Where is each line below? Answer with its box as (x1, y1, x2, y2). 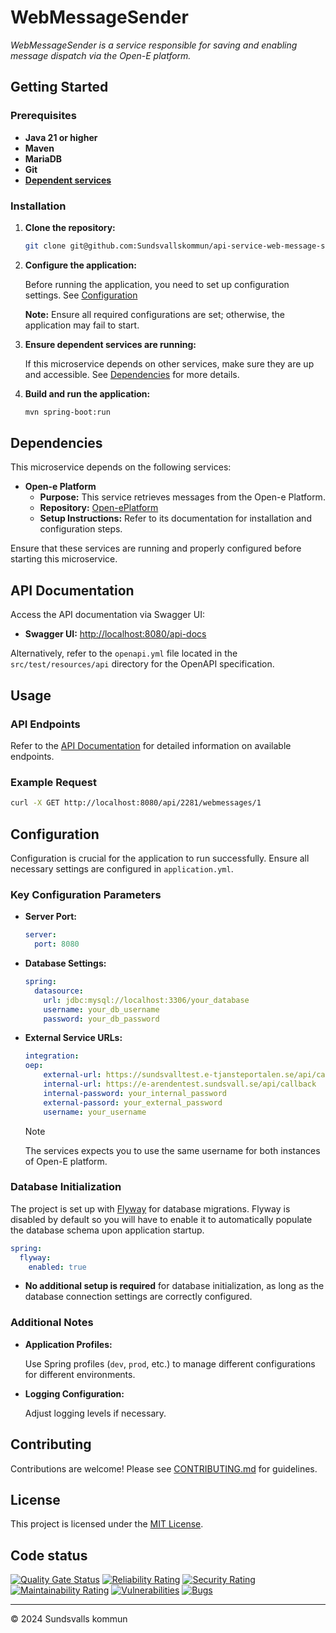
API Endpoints (10, 717, 81, 731)
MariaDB (24, 152, 63, 165)
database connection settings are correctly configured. (24, 1291, 253, 1303)
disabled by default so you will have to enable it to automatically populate (10, 1213, 313, 1225)
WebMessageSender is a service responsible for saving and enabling (10, 39, 298, 51)
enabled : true (28, 1262, 87, 1272)
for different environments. (24, 1368, 136, 1380)
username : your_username (43, 1107, 147, 1117)
